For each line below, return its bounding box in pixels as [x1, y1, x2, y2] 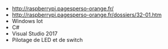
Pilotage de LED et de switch [11, 37, 83, 43]
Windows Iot [11, 18, 43, 24]
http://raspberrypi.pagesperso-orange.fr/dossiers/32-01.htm [11, 11, 162, 18]
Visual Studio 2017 [11, 30, 58, 37]
